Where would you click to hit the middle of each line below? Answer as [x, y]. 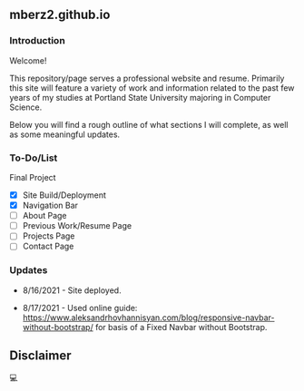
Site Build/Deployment [64, 195]
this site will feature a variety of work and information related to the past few [152, 88]
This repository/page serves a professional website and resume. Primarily [147, 78]
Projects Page [49, 236]
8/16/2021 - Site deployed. [72, 290]
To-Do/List [34, 158]
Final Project [33, 177]
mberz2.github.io [60, 15]
